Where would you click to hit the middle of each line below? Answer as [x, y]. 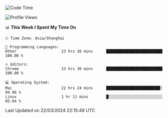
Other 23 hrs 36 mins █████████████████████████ [84, 51]
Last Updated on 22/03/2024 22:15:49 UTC [50, 110]
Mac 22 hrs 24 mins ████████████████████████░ [84, 88]
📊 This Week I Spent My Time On [41, 27]
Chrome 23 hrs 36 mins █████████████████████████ [84, 69]
